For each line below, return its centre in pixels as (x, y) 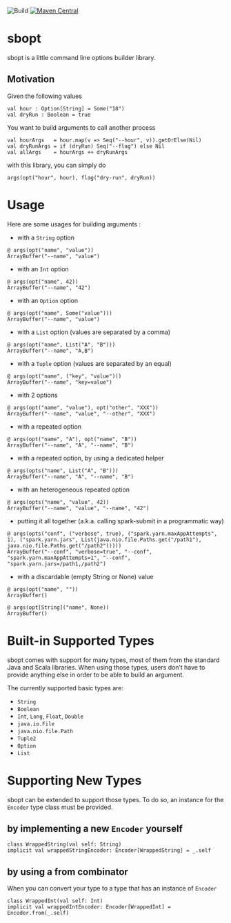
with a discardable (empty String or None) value (85, 576)
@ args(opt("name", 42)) (43, 282)
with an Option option (48, 300)
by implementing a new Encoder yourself (95, 828)
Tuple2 (27, 739)
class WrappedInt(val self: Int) (55, 901)
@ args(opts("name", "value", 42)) (58, 502)
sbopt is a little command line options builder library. (81, 57)
